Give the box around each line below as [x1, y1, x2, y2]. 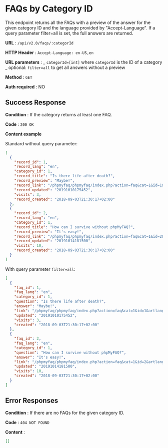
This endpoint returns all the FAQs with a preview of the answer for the [5, 19, 151, 25]
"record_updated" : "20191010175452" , [14, 187, 93, 192]
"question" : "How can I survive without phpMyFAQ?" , [14, 350, 126, 355]
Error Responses [5, 397, 58, 405]
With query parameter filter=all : [5, 266, 75, 272]
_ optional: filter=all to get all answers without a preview [5, 64, 125, 70]
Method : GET [5, 74, 32, 80]
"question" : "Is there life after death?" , [14, 299, 106, 304]
